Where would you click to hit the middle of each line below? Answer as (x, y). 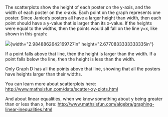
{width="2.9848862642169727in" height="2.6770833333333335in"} (82, 44)
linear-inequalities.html (29, 109)
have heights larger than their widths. (44, 74)
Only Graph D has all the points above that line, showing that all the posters (83, 69)
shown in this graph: (26, 34)
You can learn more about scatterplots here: (51, 84)
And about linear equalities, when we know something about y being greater (84, 99)
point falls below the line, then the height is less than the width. (70, 59)
